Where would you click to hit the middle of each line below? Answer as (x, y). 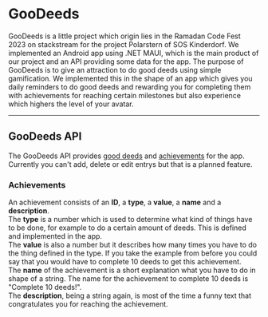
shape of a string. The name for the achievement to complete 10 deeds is (128, 279)
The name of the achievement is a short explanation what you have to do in (132, 270)
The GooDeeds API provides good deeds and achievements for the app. (126, 156)
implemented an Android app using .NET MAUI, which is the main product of (134, 53)
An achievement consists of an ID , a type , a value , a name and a (115, 202)
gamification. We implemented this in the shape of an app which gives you (130, 78)
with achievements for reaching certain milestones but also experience (125, 95)
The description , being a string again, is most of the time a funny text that (130, 295)
